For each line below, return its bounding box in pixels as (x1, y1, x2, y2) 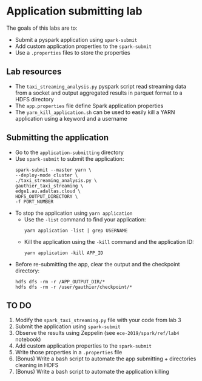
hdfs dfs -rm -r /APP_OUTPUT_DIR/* (15, 278, 106, 285)
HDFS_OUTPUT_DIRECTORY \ (15, 193, 78, 200)
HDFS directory (15, 95, 54, 103)
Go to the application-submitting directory (15, 149, 124, 156)
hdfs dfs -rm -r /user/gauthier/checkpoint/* (15, 284, 132, 290)
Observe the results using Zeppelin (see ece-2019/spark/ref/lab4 (15, 329, 180, 337)
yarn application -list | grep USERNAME (24, 228, 128, 234)
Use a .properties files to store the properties (15, 49, 130, 56)
